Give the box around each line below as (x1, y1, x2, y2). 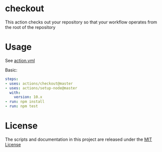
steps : (5, 76, 19, 81)
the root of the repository (5, 24, 56, 30)
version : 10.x (14, 95, 42, 100)
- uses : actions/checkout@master (5, 81, 73, 86)
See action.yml (5, 57, 35, 64)
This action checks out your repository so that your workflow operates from (5, 19, 158, 25)
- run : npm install (5, 99, 45, 104)
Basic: (5, 67, 18, 73)
